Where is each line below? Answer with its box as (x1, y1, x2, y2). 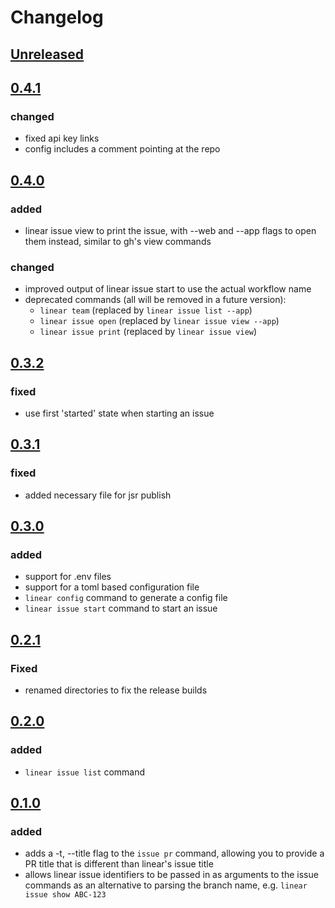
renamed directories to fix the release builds (24, 684, 208, 696)
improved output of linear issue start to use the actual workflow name (24, 283, 312, 295)
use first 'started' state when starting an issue (24, 407, 215, 419)
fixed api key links (24, 132, 100, 145)
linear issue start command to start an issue (24, 602, 218, 615)
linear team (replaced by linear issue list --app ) (39, 304, 253, 316)
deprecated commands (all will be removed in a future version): (24, 294, 287, 306)
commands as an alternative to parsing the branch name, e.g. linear (24, 879, 308, 891)
